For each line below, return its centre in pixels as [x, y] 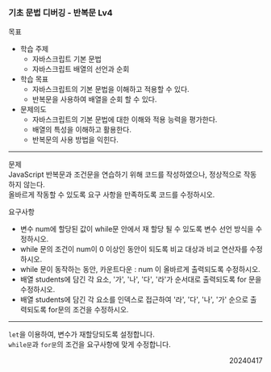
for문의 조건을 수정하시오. [88, 310]
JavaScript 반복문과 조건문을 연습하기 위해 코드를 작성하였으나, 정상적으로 [125, 174]
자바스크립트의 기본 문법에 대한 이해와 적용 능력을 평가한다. [125, 119]
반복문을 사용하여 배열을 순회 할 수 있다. [94, 99]
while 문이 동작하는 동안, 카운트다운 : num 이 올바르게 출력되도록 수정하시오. [140, 270]
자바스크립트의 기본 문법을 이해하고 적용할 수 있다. [110, 90]
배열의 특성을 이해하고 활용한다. [81, 130]
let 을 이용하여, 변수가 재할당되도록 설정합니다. [82, 334]
